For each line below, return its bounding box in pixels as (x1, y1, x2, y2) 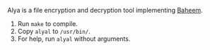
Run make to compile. (17, 20, 78, 27)
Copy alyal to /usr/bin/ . (17, 27, 91, 35)
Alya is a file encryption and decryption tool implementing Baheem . (7, 6, 203, 14)
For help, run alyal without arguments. (17, 35, 131, 43)
